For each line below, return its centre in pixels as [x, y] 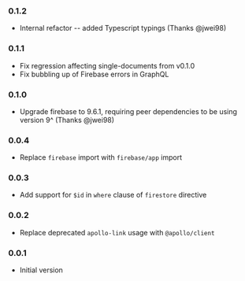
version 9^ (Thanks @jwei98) [67, 120]
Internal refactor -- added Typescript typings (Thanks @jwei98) [123, 28]
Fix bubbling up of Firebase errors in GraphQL [94, 74]
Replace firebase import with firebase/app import [101, 157]
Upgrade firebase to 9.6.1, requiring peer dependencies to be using [128, 111]
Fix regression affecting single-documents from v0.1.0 [107, 65]
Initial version [41, 270]
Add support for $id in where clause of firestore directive [113, 195]
